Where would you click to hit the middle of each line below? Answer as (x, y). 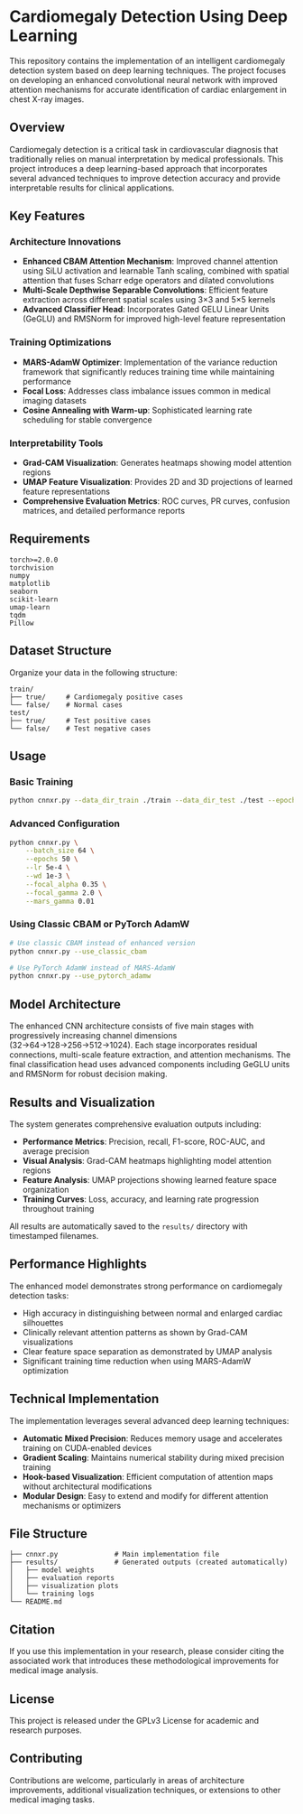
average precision (56, 1151)
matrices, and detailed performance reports (104, 511)
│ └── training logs (52, 1594)
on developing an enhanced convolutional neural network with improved (143, 79)
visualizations (48, 1342)
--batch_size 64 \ (60, 851)
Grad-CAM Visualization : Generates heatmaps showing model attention (157, 463)
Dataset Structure (61, 651)
